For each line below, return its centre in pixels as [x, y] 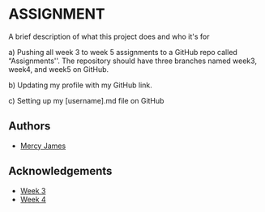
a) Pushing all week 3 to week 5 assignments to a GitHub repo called [123, 52]
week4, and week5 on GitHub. [59, 69]
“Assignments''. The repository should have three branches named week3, [133, 61]
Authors [30, 126]
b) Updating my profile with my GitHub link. [80, 85]
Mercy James [43, 146]
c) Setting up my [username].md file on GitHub [86, 100]
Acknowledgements [60, 171]
